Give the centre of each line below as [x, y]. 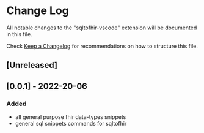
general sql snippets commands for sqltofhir [71, 124]
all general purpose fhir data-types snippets [71, 117]
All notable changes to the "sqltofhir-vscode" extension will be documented [102, 28]
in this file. [19, 34]
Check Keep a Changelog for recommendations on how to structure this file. [102, 46]
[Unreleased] [32, 65]
